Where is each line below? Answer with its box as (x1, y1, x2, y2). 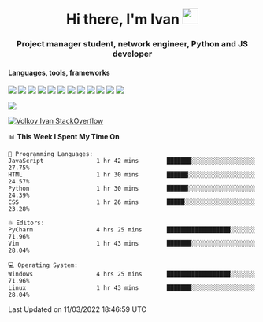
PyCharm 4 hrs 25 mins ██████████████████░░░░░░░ (8, 226, 256, 234)
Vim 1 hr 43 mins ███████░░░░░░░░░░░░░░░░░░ (8, 240, 256, 248)
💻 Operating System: (8, 261, 79, 269)
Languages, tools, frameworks (8, 68, 110, 77)
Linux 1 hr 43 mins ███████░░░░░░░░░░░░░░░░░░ (8, 284, 256, 292)
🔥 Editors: (8, 219, 45, 228)
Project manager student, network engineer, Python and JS (17, 39, 248, 50)
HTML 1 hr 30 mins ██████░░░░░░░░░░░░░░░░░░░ (8, 171, 256, 179)
